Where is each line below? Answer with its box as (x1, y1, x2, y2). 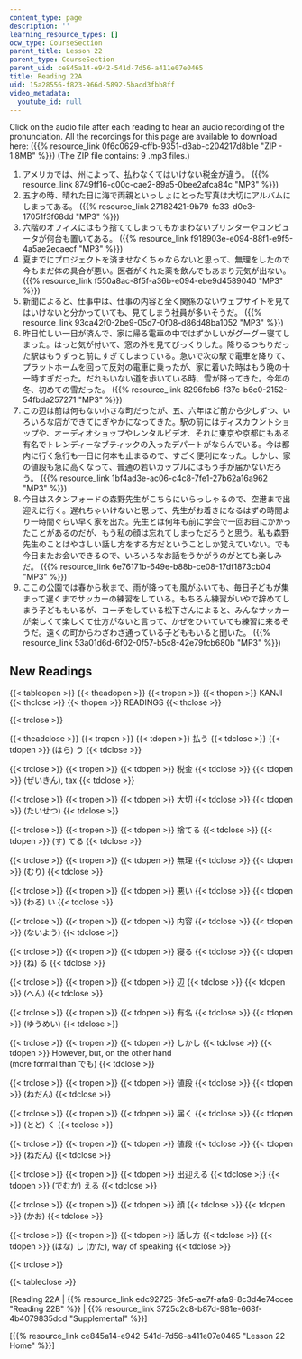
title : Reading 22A (9, 72, 83, 81)
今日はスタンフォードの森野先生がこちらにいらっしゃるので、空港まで (22, 493, 283, 505)
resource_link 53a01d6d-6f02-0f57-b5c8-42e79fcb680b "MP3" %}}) (22, 638, 281, 648)
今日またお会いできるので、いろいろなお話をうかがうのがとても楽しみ (22, 550, 282, 561)
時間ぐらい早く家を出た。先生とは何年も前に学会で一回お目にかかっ (38, 516, 291, 528)
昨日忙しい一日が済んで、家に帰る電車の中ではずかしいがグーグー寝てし (22, 328, 291, 339)
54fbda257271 (22, 394, 77, 406)
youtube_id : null (17, 96, 83, 106)
